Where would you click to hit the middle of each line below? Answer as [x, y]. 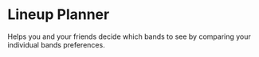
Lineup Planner [59, 15]
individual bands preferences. [56, 44]
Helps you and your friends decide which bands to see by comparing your [129, 36]
